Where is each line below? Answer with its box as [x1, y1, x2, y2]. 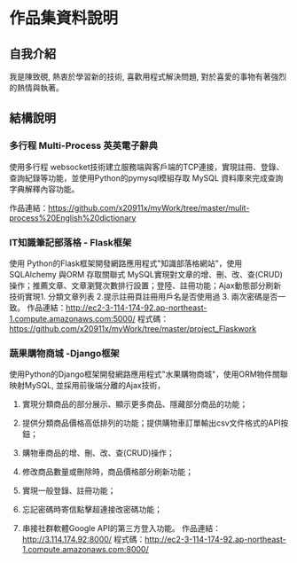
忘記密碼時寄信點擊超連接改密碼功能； [21, 504, 162, 515]
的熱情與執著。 [9, 82, 64, 93]
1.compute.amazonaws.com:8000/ [21, 544, 149, 555]
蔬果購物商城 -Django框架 [9, 347, 120, 359]
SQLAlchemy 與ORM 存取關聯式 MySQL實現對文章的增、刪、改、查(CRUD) [9, 269, 284, 279]
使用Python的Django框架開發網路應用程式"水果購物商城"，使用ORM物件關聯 [9, 369, 288, 379]
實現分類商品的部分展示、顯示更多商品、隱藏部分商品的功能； [21, 399, 248, 410]
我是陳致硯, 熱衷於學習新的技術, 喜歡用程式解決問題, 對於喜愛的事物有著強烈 [9, 72, 286, 82]
